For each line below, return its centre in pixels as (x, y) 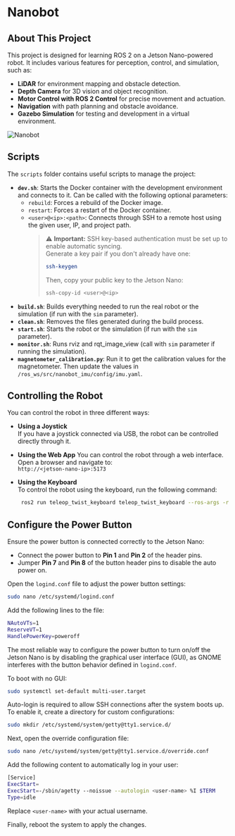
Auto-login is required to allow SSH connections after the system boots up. (116, 704)
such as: (20, 70)
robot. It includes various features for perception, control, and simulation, (113, 63)
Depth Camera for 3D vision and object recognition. (93, 91)
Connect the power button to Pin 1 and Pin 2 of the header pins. (110, 555)
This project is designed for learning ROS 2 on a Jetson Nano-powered (110, 55)
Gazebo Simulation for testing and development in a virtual (103, 114)
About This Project (49, 38)
